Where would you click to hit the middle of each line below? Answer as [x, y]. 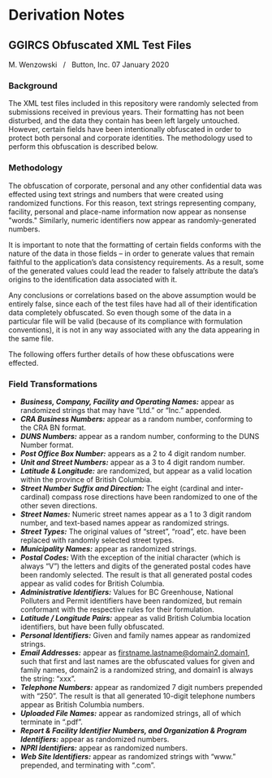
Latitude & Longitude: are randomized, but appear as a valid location [136, 471]
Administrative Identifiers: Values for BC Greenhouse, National [127, 591]
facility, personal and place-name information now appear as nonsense [127, 211]
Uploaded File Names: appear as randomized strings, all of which [130, 713]
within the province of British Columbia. [86, 479]
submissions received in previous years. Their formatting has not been [126, 112]
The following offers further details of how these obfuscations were [121, 354]
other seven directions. [58, 505]
